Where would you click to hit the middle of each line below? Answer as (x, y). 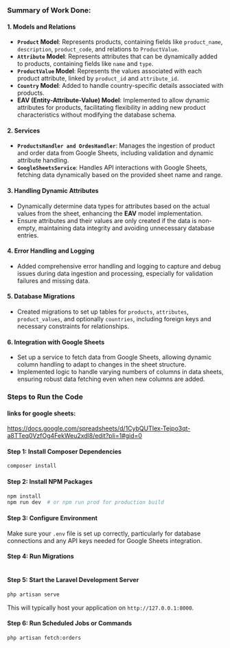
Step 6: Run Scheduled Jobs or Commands (70, 623)
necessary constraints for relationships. (73, 326)
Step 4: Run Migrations (41, 556)
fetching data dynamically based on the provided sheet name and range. (120, 175)
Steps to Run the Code (45, 397)
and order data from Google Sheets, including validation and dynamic (115, 153)
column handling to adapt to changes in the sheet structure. (102, 364)
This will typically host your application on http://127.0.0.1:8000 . (101, 607)
